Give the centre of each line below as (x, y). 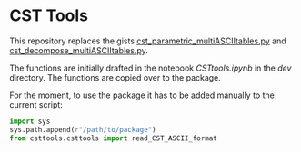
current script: (36, 104)
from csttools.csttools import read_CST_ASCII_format (114, 138)
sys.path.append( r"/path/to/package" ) (83, 129)
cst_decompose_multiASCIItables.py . (79, 50)
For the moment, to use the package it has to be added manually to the (142, 95)
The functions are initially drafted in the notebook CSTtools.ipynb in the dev (150, 68)
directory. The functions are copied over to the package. (115, 77)
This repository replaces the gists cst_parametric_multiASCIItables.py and (148, 41)
